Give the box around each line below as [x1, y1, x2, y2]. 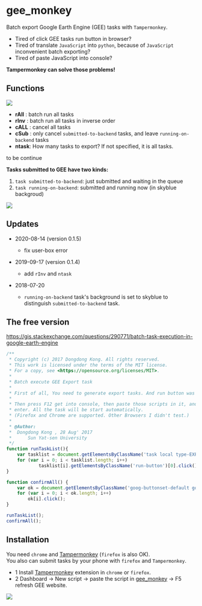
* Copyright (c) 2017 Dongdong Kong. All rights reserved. [8, 357, 161, 363]
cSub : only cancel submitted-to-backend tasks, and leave [14, 130, 159, 137]
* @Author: [8, 423, 36, 430]
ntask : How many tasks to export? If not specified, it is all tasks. [14, 142, 174, 150]
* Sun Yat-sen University [8, 435, 87, 441]
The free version [6, 317, 70, 327]
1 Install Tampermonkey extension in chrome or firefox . [14, 569, 151, 576]
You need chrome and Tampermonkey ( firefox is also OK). [6, 551, 150, 558]
